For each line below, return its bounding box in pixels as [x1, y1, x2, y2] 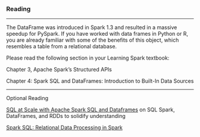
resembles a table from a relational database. [6, 43, 117, 50]
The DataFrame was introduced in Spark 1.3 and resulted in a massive [6, 24, 177, 31]
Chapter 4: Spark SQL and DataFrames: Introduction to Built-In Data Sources [6, 77, 194, 85]
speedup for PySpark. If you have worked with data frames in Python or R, [6, 30, 189, 38]
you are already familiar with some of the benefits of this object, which [6, 36, 179, 43]
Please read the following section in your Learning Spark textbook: [6, 54, 170, 61]
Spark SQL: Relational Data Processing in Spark [6, 124, 123, 131]
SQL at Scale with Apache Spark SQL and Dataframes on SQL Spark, [6, 106, 175, 113]
